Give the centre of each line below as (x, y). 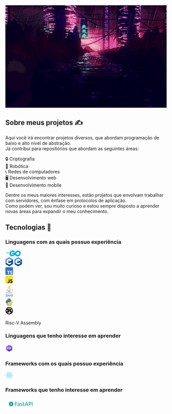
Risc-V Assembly (23, 323)
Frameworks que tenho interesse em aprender (64, 390)
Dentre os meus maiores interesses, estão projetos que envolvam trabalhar (84, 195)
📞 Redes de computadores (33, 172)
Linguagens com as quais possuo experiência (63, 242)
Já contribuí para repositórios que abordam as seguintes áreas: (72, 149)
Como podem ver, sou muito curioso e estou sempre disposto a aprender (82, 206)
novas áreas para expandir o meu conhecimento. (57, 211)
